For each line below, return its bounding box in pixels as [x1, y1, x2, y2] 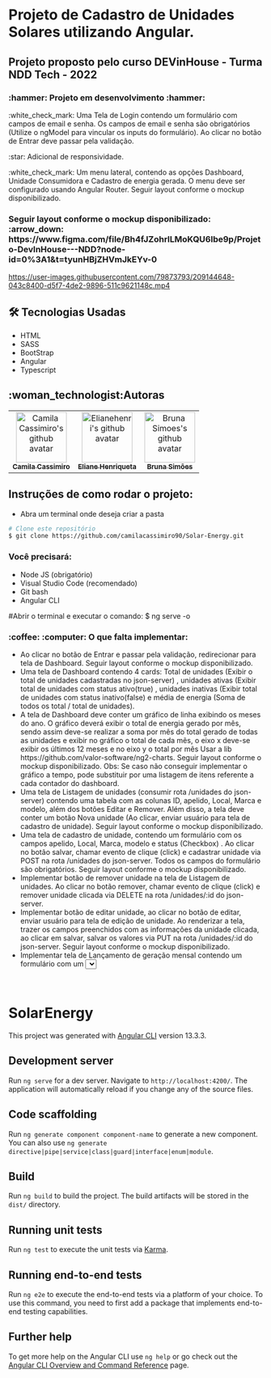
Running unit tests [8, 1223, 103, 1236]
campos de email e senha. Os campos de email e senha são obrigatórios [8, 119, 251, 129]
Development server [8, 1054, 114, 1068]
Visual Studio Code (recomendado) [19, 578, 138, 588]
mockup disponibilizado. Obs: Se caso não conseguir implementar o [19, 761, 248, 771]
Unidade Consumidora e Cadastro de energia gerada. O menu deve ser [8, 175, 246, 185]
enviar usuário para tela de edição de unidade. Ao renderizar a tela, [19, 915, 245, 925]
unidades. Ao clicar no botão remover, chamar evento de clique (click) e [19, 881, 260, 891]
